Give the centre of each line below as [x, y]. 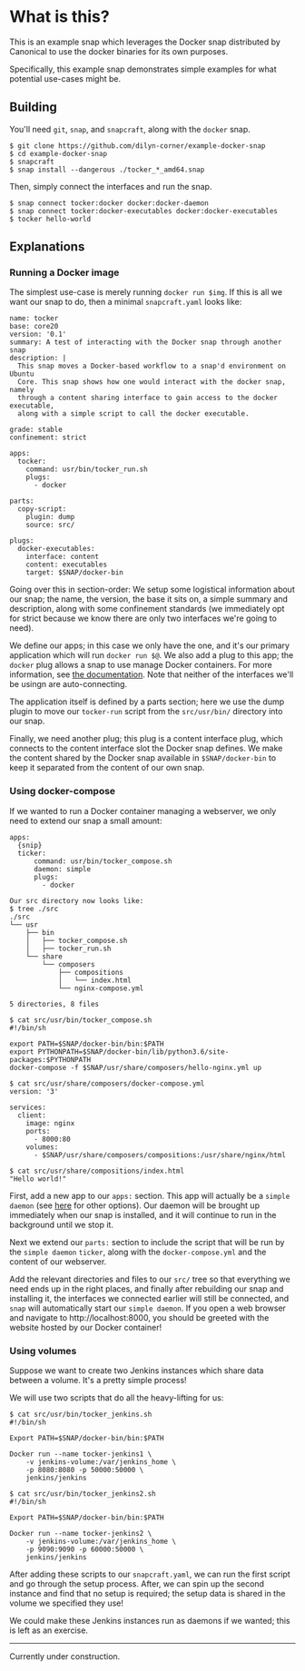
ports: [38, 1131]
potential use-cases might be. [65, 78]
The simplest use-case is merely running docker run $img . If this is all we [146, 292]
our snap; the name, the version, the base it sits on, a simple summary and [149, 599]
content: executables [66, 565]
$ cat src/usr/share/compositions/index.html [97, 1171]
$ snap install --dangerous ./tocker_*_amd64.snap [107, 170]
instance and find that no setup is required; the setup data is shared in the [148, 1594]
